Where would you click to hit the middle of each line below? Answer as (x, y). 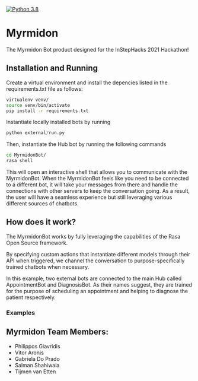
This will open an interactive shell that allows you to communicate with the (97, 172)
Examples (21, 313)
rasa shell (20, 161)
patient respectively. (31, 297)
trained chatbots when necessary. (48, 266)
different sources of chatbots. (42, 204)
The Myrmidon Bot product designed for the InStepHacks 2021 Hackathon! (98, 49)
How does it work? (41, 222)
